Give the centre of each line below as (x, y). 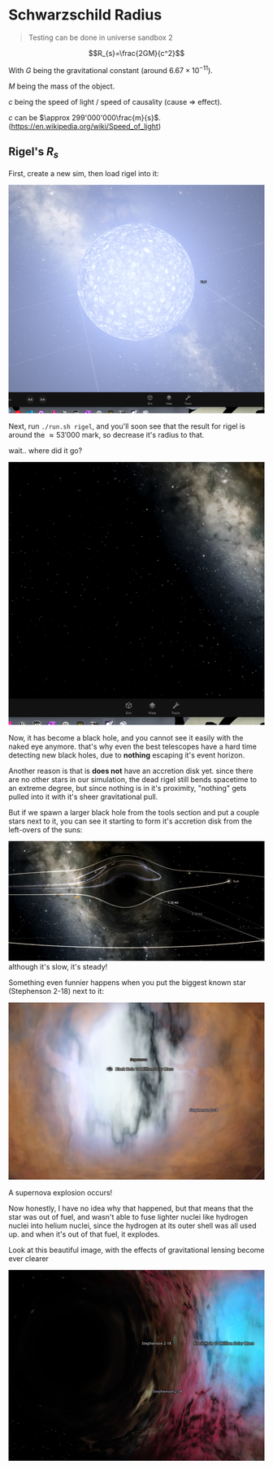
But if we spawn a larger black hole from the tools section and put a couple (134, 812)
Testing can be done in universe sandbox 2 (100, 37)
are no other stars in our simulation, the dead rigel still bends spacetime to (133, 779)
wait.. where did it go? (45, 450)
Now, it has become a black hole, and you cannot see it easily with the (126, 737)
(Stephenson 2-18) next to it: (56, 991)
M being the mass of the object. (62, 86)
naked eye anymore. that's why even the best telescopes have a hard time (133, 746)
